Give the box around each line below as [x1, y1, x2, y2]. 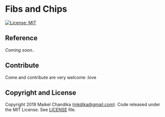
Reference [5, 34, 38, 42]
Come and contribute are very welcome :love [5, 74, 97, 80]
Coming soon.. [5, 47, 35, 53]
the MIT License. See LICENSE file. [5, 107, 76, 113]
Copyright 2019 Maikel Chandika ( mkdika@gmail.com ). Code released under [5, 102, 161, 108]
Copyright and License [5, 88, 76, 97]
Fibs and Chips [5, 3, 67, 15]
